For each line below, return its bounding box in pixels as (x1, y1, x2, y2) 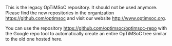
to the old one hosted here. (5, 36, 63, 42)
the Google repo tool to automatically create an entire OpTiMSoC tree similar (5, 31, 167, 36)
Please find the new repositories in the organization (5, 10, 114, 16)
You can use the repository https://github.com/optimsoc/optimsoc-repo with (5, 25, 167, 31)
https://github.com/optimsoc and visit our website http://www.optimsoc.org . (5, 15, 166, 21)
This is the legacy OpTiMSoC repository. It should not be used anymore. (5, 5, 158, 10)
